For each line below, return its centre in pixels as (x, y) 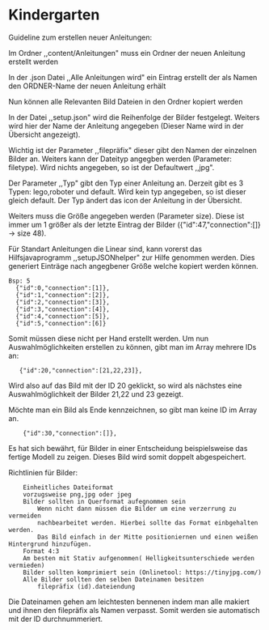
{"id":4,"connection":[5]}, (63, 316)
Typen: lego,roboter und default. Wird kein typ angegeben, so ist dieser (127, 191)
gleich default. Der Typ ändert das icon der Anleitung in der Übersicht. (125, 200)
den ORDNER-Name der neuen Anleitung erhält (87, 86)
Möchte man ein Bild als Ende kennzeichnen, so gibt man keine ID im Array (133, 410)
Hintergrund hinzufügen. (50, 544)
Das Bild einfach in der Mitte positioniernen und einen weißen (148, 537)
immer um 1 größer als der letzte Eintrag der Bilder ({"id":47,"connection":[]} (134, 224)
